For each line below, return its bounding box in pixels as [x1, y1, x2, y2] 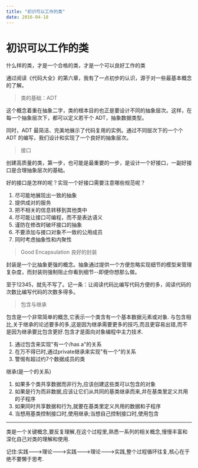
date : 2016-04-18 [6, 14, 49, 20]
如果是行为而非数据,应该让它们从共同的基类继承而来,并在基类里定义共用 [14, 388, 189, 395]
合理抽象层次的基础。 [16, 166, 68, 174]
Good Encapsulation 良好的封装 [20, 248, 97, 256]
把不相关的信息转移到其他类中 [14, 207, 87, 214]
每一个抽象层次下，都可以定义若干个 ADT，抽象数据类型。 [6, 114, 147, 122]
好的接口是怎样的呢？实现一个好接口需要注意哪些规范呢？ [6, 179, 146, 186]
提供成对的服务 [14, 199, 51, 207]
